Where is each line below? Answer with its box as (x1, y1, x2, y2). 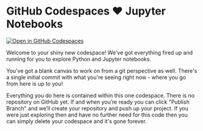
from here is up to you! (6, 80, 63, 87)
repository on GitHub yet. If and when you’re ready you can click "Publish (6, 98, 190, 106)
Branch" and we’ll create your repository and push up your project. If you (6, 104, 189, 112)
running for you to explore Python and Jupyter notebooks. (6, 55, 151, 62)
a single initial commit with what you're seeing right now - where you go (6, 73, 186, 81)
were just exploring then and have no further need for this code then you (6, 111, 188, 118)
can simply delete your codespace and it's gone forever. (6, 117, 147, 125)
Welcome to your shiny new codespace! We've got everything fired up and (6, 49, 193, 56)
